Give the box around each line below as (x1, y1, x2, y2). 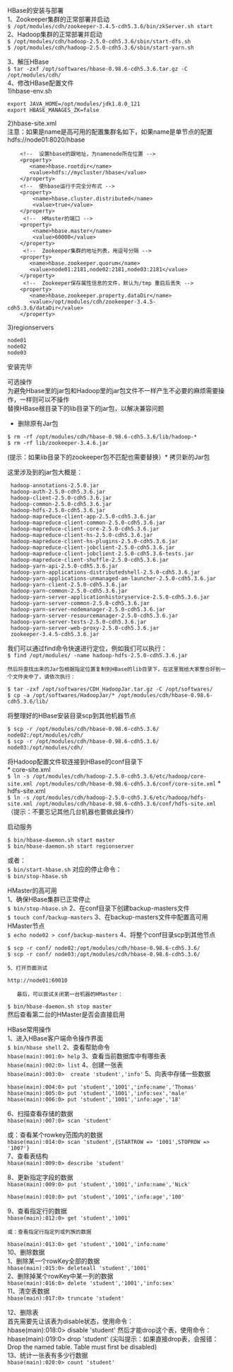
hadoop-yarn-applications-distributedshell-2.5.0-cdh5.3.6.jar (10, 569, 201, 576)
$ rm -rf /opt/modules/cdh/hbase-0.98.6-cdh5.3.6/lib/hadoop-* (7, 433, 198, 441)
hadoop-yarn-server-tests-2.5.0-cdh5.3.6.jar (10, 618, 147, 625)
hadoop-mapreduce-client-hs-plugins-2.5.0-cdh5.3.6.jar (10, 538, 179, 545)
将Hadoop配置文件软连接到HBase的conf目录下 (7, 757, 143, 766)
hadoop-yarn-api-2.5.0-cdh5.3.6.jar (10, 562, 119, 569)
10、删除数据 (7, 1248, 45, 1256)
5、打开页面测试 (7, 965, 48, 972)
